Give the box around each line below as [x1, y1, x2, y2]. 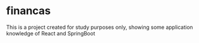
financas [6, 4, 51, 18]
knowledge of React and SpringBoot [6, 29, 96, 37]
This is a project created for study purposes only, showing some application [6, 24, 193, 31]
